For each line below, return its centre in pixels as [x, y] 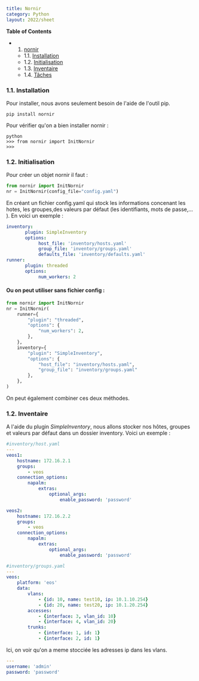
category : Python [28, 14]
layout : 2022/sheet [30, 20]
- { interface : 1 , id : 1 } [69, 633]
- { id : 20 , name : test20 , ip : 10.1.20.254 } [93, 605]
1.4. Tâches [38, 74]
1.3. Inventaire [41, 68]
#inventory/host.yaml [33, 444]
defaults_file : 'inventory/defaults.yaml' [92, 255]
